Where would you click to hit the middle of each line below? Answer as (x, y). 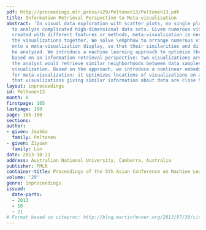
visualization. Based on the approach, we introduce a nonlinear (97, 69)
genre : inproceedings (34, 183)
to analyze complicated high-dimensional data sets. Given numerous (101, 29)
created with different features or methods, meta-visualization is (101, 35)
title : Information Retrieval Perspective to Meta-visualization (91, 18)
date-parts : (27, 194)
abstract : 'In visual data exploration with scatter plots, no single (98, 23)
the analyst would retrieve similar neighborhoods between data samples (107, 63)
